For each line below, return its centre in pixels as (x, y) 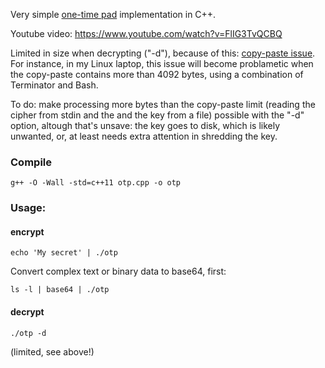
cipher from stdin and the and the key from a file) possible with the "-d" (157, 115)
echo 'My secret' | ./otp (64, 253)
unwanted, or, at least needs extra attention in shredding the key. (144, 136)
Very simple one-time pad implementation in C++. (113, 14)
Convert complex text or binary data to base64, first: (118, 271)
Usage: (28, 208)
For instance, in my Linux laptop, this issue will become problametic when (162, 63)
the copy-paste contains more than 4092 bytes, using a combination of (157, 74)
